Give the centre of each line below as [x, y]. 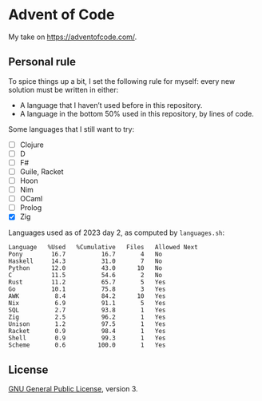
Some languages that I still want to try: [71, 129]
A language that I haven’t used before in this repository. [111, 105]
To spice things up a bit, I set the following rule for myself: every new [122, 81]
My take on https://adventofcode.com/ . [73, 37]
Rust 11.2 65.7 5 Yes [87, 282]
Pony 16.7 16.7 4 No [85, 254]
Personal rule [42, 62]
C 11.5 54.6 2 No [85, 276]
